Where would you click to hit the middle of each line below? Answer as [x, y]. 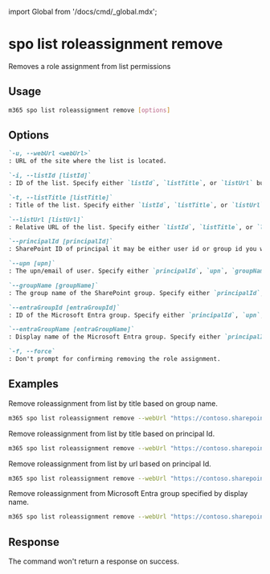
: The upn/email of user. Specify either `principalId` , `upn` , [118, 271]
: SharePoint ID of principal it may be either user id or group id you [133, 249]
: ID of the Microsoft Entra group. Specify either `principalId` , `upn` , [136, 315]
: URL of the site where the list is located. [88, 161]
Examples [33, 384]
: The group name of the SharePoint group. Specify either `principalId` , [136, 293]
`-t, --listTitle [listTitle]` [61, 197]
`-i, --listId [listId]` [50, 176]
